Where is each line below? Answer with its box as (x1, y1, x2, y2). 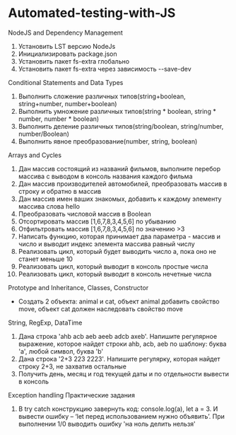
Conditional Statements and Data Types (8, 78, 124, 86)
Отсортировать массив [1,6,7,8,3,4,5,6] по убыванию (18, 217, 177, 226)
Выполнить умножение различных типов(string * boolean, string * (18, 107, 216, 115)
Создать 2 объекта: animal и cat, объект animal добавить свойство (18, 297, 220, 306)
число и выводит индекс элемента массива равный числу (18, 239, 195, 248)
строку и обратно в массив (18, 187, 102, 195)
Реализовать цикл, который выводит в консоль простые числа (18, 262, 208, 270)
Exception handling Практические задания (8, 390, 135, 399)
